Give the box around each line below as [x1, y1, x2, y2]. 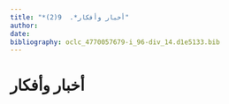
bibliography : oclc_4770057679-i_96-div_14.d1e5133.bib [10, 37, 220, 47]
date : [10, 29, 30, 38]
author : [10, 21, 39, 30]
